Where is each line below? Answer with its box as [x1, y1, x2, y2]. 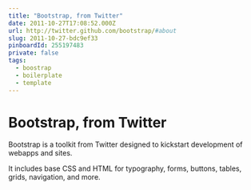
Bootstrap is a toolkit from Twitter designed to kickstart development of [8, 139, 243, 149]
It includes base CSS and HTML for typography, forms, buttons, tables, [8, 164, 242, 173]
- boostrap [15, 64, 52, 72]
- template [15, 79, 52, 87]
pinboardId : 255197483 [8, 42, 84, 50]
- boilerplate [15, 71, 62, 79]
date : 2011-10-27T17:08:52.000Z [8, 19, 116, 27]
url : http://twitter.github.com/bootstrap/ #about [8, 26, 177, 34]
